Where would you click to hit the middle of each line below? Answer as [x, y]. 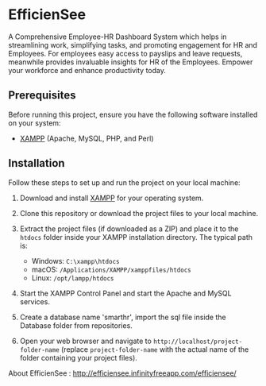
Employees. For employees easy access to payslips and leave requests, [125, 53]
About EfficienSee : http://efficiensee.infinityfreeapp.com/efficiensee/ [122, 373]
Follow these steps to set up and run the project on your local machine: [124, 182]
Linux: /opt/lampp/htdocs [73, 278]
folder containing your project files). [78, 357]
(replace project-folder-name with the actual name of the [155, 349]
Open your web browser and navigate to [86, 341]
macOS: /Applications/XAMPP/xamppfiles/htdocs [112, 269]
